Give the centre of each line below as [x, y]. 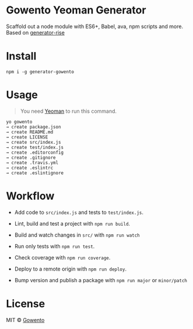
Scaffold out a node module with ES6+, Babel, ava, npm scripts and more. [95, 26]
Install [21, 56]
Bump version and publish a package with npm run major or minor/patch [101, 280]
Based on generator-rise [36, 32]
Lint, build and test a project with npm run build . [72, 223]
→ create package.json [34, 127]
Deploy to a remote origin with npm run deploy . [71, 269]
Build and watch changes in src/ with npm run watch [77, 235]
